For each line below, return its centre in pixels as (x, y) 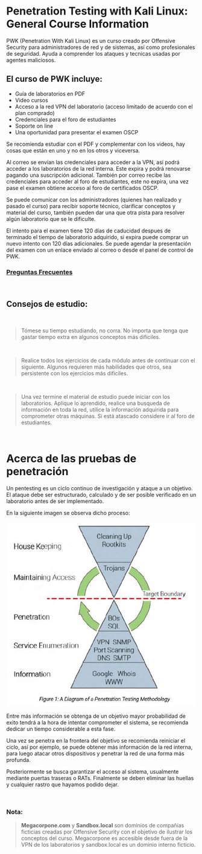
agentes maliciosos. (31, 60)
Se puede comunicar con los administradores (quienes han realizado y (94, 199)
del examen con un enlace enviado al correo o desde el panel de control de (100, 250)
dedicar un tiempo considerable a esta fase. (61, 729)
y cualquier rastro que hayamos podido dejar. (63, 784)
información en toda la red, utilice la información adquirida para (100, 409)
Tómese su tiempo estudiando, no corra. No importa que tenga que (105, 330)
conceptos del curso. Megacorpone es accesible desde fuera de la (104, 838)
